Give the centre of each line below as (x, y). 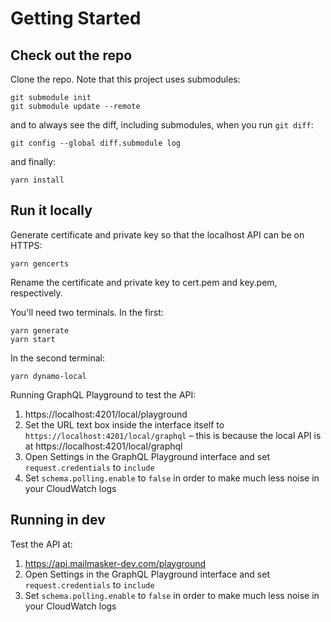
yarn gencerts (40, 263)
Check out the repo (71, 55)
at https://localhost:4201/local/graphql (103, 446)
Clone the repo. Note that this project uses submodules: (125, 79)
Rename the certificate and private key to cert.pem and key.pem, (144, 282)
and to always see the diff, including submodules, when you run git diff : (162, 125)
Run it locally (51, 210)
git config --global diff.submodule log (96, 143)
